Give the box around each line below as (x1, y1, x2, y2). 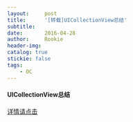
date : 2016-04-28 (7, 29, 76, 37)
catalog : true (7, 49, 48, 56)
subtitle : (7, 23, 36, 30)
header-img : (7, 42, 42, 49)
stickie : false (7, 55, 51, 62)
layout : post (7, 10, 57, 17)
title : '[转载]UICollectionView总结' (7, 17, 127, 24)
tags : (7, 62, 23, 69)
